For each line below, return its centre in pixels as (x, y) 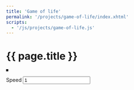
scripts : (17, 22)
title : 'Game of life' (33, 11)
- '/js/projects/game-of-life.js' (53, 28)
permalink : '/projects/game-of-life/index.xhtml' (68, 17)
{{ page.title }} (42, 56)
